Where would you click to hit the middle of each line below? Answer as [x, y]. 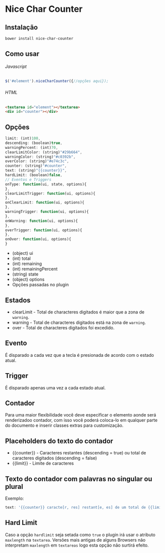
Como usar [22, 54]
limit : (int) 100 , [23, 138]
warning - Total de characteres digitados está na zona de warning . [79, 322]
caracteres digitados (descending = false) [55, 458]
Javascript [16, 66]
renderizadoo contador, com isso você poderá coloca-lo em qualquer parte [82, 420]
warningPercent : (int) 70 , [31, 147]
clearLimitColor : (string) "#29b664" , [44, 152]
